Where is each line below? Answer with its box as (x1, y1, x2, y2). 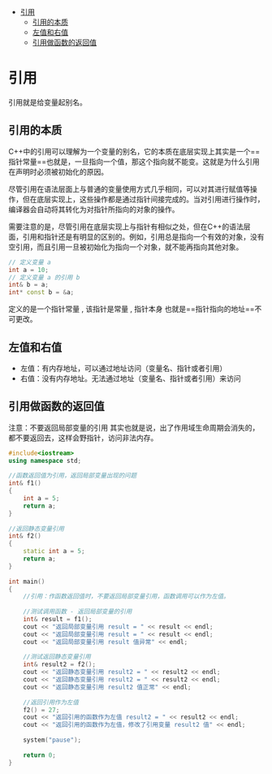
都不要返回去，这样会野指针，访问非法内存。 (8, 433, 158, 443)
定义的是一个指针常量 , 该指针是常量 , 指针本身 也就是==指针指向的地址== (8, 304, 255, 314)
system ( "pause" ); (23, 736, 82, 744)
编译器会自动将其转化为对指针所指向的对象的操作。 (8, 204, 179, 214)
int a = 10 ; (8, 266, 49, 274)
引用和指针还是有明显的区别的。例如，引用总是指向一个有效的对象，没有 (22, 231, 265, 241)
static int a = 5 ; (23, 547, 85, 556)
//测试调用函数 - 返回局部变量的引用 (23, 608, 132, 616)
